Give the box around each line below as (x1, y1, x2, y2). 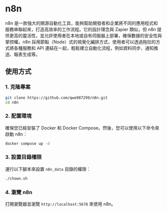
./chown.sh (5, 176, 28, 181)
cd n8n (5, 100, 19, 105)
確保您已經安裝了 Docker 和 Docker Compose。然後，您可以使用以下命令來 (5, 125, 160, 131)
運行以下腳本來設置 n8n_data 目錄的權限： (5, 166, 91, 172)
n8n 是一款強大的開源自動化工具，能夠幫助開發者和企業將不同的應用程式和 (5, 20, 158, 26)
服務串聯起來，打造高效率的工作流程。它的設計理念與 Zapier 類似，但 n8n (5, 26, 157, 32)
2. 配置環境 (5, 113, 32, 120)
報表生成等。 (13, 51, 40, 57)
